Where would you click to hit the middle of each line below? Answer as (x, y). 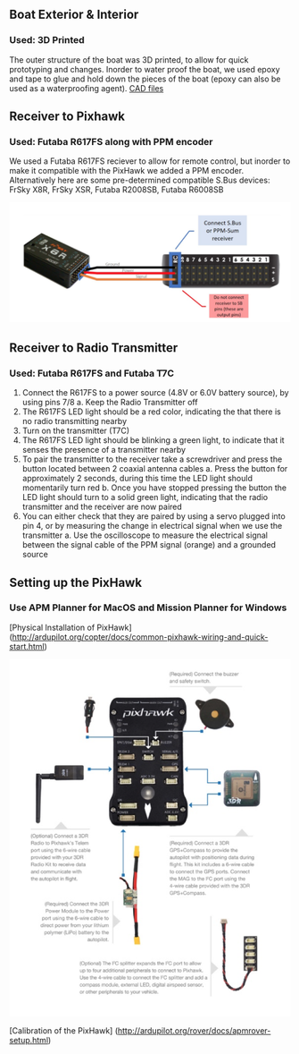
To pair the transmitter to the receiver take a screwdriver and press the (152, 459)
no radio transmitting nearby (75, 421)
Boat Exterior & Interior (74, 15)
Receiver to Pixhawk (67, 117)
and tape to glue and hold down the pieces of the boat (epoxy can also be (145, 79)
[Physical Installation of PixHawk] (71, 627)
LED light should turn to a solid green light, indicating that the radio (145, 497)
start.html (27, 646)
